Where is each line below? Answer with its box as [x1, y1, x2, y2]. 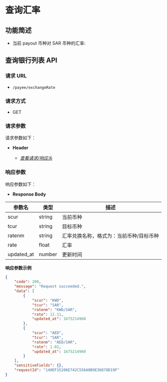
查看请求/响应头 [19, 155, 52, 161]
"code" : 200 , [14, 279, 41, 285]
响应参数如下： [5, 181, 36, 187]
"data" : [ [14, 289, 35, 294]
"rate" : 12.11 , [31, 312, 64, 317]
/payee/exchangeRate [12, 85, 55, 90]
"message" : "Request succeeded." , [14, 284, 86, 289]
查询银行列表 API [5, 56, 57, 65]
